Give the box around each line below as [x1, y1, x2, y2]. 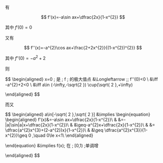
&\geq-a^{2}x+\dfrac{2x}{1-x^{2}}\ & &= [74, 122, 156, 127]
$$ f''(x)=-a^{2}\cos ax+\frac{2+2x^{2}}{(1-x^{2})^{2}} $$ [24, 45, 142, 50]
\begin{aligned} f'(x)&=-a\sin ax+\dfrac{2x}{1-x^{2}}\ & [5, 117, 117, 122]
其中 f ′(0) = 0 [5, 24, 32, 30]
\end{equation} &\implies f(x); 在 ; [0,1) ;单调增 [5, 142, 99, 148]
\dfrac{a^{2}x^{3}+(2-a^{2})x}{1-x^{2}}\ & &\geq [5, 127, 104, 133]
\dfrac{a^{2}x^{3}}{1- [104, 127, 148, 133]
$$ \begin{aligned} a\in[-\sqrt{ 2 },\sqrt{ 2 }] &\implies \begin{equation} [5, 111, 151, 117]
